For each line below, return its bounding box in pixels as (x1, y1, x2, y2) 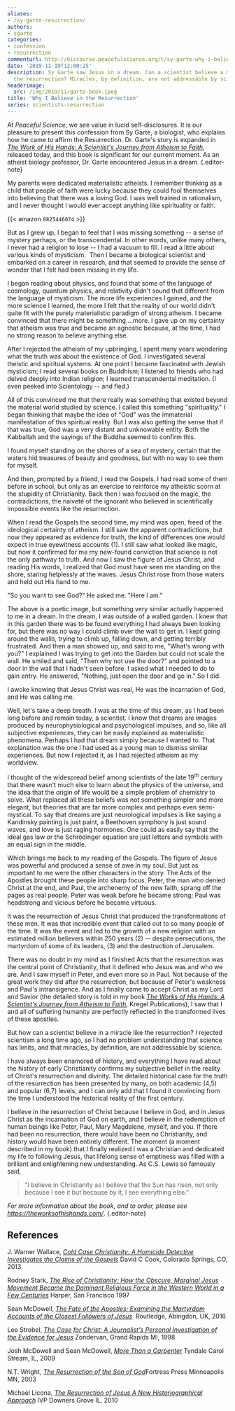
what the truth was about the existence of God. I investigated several (7, 352, 206, 361)
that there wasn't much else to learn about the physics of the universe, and (7, 780, 224, 788)
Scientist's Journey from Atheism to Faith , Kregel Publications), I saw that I (7, 999, 222, 1008)
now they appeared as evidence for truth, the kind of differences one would (7, 533, 225, 541)
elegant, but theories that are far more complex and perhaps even (7, 802, 197, 811)
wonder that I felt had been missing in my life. (7, 265, 138, 274)
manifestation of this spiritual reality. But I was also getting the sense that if (7, 417, 224, 426)
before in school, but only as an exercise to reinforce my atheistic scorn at (7, 482, 221, 490)
